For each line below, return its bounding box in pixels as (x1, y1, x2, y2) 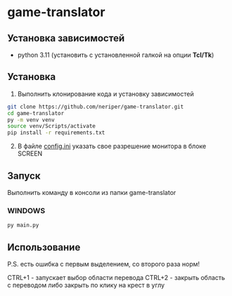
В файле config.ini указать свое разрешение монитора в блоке (17, 142, 207, 151)
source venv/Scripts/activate (7, 123, 96, 130)
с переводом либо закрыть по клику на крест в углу (7, 281, 165, 289)
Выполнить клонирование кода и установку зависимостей (17, 89, 195, 98)
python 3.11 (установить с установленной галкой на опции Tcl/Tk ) (17, 51, 214, 59)
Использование (7, 241, 81, 253)
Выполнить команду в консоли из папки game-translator (7, 189, 176, 196)
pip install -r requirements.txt (7, 129, 105, 137)
